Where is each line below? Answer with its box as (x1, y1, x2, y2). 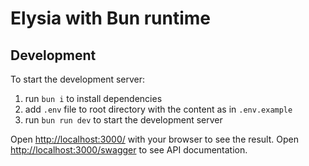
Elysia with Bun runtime (10, 7, 212, 30)
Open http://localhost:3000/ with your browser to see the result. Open (10, 133, 299, 145)
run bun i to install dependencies (24, 93, 163, 104)
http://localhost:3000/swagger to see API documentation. (10, 144, 248, 156)
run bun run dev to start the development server (24, 114, 223, 126)
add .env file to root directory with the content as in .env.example (24, 103, 293, 115)
